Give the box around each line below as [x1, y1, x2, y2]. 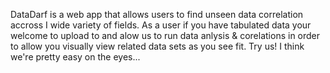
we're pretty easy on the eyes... [10, 51, 141, 63]
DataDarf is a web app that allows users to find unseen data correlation [10, 9, 304, 20]
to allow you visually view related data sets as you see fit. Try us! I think [10, 40, 305, 52]
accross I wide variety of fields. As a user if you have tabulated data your [10, 19, 312, 31]
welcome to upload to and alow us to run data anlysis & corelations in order [10, 30, 321, 41]
